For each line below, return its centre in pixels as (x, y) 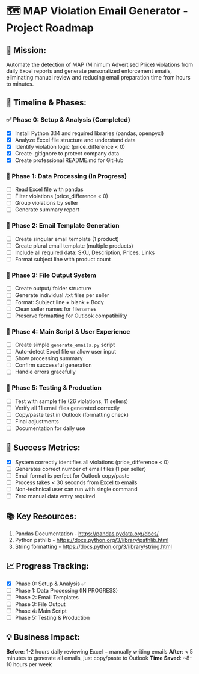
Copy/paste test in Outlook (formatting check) (72, 414)
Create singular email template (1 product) (67, 239)
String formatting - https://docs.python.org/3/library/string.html (93, 546)
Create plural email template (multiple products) (74, 245)
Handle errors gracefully (45, 372)
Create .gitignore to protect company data (67, 153)
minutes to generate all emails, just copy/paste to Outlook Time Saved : (94, 658)
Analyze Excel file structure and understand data (75, 140)
